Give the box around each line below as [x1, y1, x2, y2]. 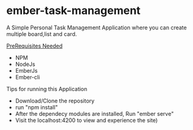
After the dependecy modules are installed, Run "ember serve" [15, 110, 174, 117]
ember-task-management [6, 4, 141, 18]
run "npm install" [15, 103, 58, 110]
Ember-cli [15, 73, 40, 81]
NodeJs [15, 60, 36, 68]
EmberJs [15, 67, 38, 74]
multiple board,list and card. [6, 30, 77, 37]
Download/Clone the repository [15, 97, 95, 104]
